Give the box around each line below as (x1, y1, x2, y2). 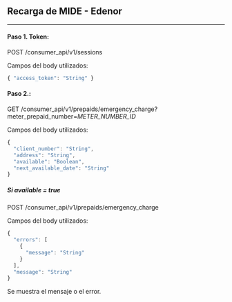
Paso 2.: (7, 90, 31, 98)
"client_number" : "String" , (13, 145, 95, 152)
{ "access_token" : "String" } (7, 75, 95, 82)
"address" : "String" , (13, 152, 76, 159)
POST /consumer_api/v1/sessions (7, 48, 103, 57)
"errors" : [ (13, 236, 48, 243)
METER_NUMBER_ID (77, 112, 136, 121)
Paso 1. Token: (7, 32, 50, 41)
